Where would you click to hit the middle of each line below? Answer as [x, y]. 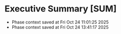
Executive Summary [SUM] [61, 9]
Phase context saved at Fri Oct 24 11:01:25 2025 [60, 22]
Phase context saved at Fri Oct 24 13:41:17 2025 [60, 27]
